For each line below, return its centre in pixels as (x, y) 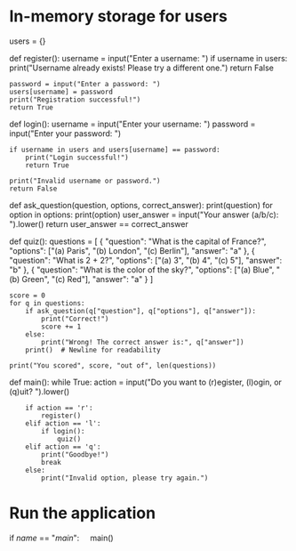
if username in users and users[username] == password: (115, 150)
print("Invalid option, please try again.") (125, 478)
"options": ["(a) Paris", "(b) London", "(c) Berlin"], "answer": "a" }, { (132, 250)
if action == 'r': (59, 408)
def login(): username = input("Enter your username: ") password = (132, 124)
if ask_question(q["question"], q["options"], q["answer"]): (140, 311)
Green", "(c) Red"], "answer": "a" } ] (88, 279)
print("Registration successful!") (75, 100)
